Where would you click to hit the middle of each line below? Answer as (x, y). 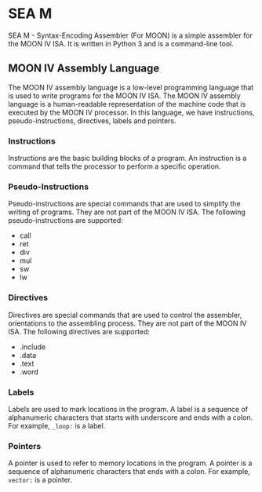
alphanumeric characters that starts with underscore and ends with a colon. (131, 417)
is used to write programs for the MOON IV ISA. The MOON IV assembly (124, 96)
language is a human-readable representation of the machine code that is (127, 104)
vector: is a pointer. (40, 480)
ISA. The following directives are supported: (79, 331)
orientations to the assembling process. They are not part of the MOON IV (127, 323)
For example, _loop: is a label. (57, 425)
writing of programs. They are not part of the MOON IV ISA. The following (127, 212)
